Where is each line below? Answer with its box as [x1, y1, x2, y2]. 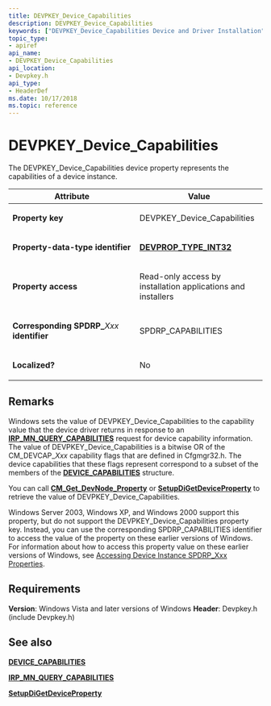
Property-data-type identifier [12, 242, 131, 253]
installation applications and [140, 281, 245, 293]
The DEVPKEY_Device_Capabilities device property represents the [8, 163, 230, 173]
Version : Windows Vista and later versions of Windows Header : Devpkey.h [8, 604, 258, 613]
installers [140, 291, 174, 302]
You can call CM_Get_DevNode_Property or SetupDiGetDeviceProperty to [8, 483, 261, 492]
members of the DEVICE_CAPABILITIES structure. [8, 467, 175, 477]
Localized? [12, 359, 55, 371]
